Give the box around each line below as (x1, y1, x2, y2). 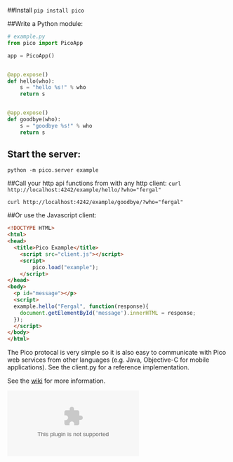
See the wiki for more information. (7, 376, 106, 385)
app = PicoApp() (7, 52, 55, 59)
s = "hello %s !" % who (20, 84, 86, 91)
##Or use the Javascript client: (7, 211, 97, 219)
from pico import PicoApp (7, 39, 83, 46)
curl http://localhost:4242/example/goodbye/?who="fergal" (7, 199, 184, 206)
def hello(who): (7, 77, 55, 85)
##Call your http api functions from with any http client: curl (7, 179, 181, 188)
